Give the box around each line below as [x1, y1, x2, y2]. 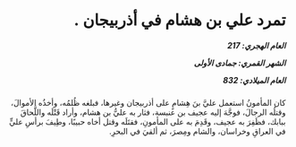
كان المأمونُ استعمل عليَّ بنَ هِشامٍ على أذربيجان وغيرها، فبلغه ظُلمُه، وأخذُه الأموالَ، [11, 98, 286, 108]
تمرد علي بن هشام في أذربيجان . [73, 10, 286, 30]
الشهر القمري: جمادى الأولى [193, 57, 286, 68]
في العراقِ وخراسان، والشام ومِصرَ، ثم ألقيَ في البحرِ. [109, 126, 286, 137]
